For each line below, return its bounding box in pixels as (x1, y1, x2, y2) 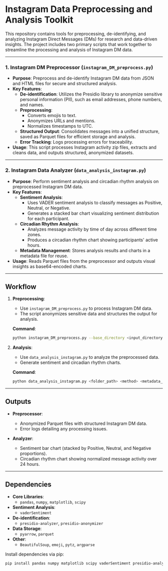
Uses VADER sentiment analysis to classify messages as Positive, (27, 199, 162, 206)
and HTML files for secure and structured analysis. (12, 81, 117, 87)
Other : (12, 536, 26, 542)
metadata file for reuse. (19, 253, 68, 259)
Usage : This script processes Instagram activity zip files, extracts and (12, 144, 156, 151)
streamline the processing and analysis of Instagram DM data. (5, 47, 133, 53)
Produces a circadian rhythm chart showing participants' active (27, 237, 158, 243)
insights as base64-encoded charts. (12, 263, 87, 269)
